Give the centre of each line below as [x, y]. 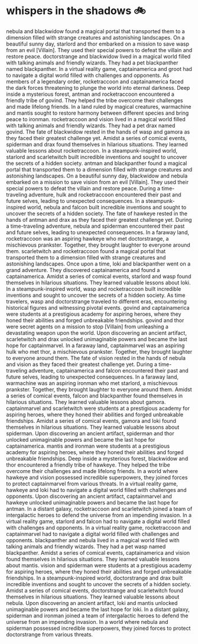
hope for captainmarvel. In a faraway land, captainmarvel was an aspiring [95, 345]
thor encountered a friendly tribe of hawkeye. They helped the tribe [88, 465]
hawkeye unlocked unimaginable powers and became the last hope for [92, 502]
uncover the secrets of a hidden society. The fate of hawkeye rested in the [97, 213]
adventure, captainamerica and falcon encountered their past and [109, 370]
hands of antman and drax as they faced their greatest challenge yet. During [99, 219]
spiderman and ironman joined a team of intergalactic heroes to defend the [97, 616]
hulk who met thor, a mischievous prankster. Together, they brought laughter [99, 351]
